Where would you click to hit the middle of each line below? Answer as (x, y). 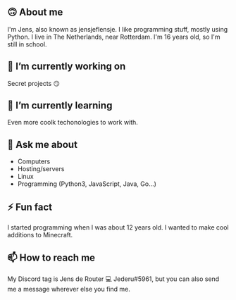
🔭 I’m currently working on (67, 67)
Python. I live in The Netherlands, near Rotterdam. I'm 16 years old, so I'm (114, 37)
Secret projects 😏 (33, 83)
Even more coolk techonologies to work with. (73, 123)
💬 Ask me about (42, 144)
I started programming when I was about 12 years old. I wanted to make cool (118, 227)
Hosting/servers (41, 169)
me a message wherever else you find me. (69, 289)
